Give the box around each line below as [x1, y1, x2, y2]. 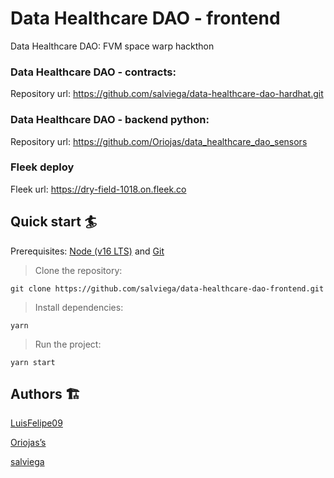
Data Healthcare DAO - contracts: [10, 65, 177, 79]
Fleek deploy [10, 160, 75, 174]
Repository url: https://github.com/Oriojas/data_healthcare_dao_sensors [10, 135, 308, 147]
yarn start [10, 357, 56, 367]
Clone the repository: [34, 264, 123, 276]
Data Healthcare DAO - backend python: [10, 113, 210, 127]
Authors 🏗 [10, 386, 81, 403]
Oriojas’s [10, 437, 47, 449]
